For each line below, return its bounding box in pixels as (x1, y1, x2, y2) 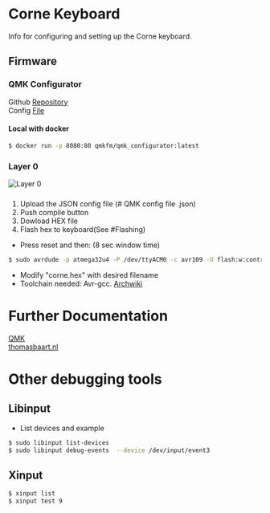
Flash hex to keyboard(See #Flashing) (19, 224, 146, 234)
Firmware (8, 55, 58, 68)
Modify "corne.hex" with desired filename (19, 270, 159, 279)
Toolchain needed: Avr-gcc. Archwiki (19, 279, 143, 288)
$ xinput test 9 (8, 497, 63, 506)
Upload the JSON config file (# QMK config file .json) (19, 198, 197, 209)
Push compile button (19, 207, 89, 217)
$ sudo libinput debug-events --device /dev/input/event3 (8, 446, 211, 454)
